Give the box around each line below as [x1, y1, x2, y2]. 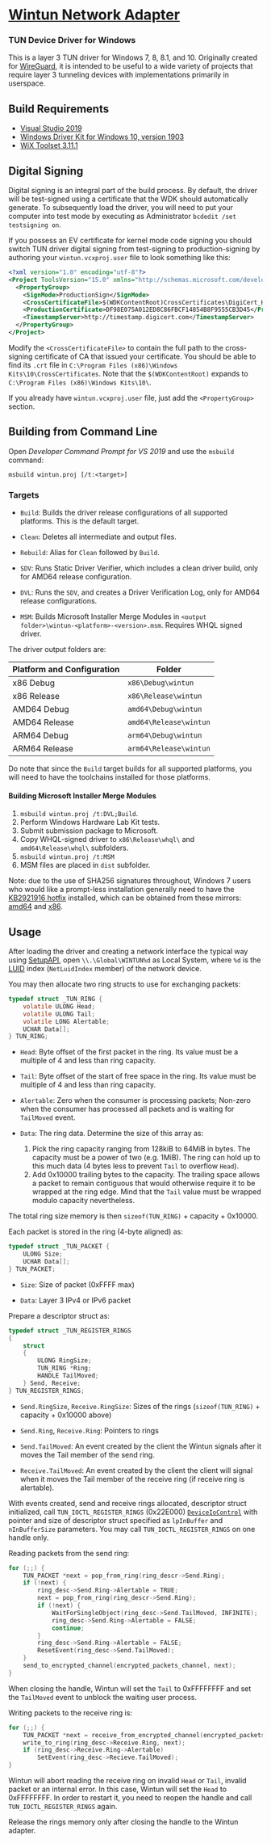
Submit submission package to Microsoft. [19, 826, 159, 835]
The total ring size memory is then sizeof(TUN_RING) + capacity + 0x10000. [8, 1211, 259, 1221]
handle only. [8, 1533, 49, 1542]
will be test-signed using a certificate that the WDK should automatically [8, 194, 248, 204]
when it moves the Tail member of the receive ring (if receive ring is [19, 1474, 245, 1483]
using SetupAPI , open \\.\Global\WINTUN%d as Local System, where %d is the [8, 955, 261, 965]
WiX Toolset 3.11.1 [19, 141, 78, 150]
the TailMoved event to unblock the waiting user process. [8, 1692, 198, 1702]
